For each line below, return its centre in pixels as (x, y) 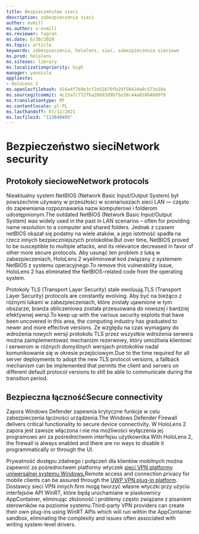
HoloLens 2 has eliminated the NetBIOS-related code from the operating (94, 271)
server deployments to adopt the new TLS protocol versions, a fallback (93, 359)
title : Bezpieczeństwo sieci (42, 12)
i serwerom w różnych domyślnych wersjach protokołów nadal (83, 347)
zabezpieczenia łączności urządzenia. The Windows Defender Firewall (92, 418)
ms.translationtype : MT (36, 100)
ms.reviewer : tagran (32, 34)
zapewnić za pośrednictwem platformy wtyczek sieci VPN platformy (90, 467)
